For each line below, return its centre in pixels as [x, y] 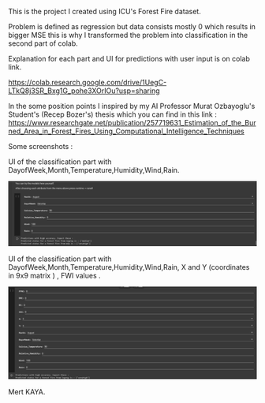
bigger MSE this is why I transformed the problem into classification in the [128, 35]
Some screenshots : [41, 146]
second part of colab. [43, 43]
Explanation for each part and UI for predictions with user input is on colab [129, 59]
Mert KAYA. [27, 392]
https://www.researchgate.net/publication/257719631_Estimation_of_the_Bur [132, 123]
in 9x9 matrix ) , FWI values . [54, 275]
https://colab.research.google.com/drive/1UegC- [88, 82]
